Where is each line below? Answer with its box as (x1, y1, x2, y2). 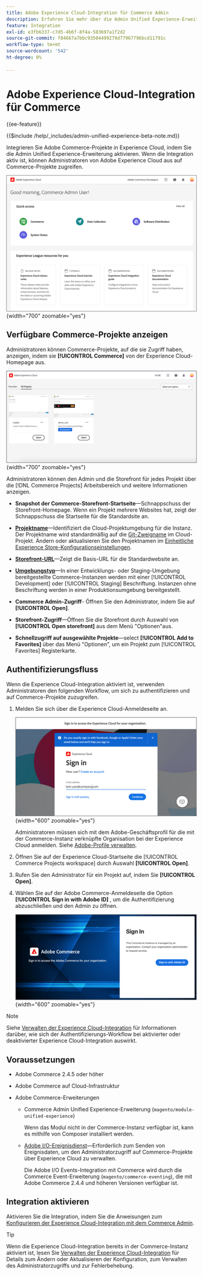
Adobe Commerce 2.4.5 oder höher (14, 1070, 104, 1077)
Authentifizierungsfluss (6, 664, 98, 675)
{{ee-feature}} (6, 120, 42, 127)
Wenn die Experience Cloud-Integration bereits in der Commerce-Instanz (6, 1242, 188, 1250)
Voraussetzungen (6, 1055, 76, 1065)
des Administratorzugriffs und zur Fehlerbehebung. (6, 1262, 134, 1269)
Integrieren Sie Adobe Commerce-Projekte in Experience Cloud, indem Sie (6, 144, 192, 151)
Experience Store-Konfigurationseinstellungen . (14, 544, 132, 551)
